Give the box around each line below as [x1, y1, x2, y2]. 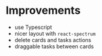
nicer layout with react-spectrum [14, 30, 96, 37]
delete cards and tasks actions [14, 36, 92, 43]
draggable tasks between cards [14, 43, 94, 50]
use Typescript [14, 23, 52, 31]
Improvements [5, 4, 81, 17]
